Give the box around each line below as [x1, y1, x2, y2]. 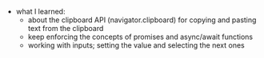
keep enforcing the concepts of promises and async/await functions [27, 32, 254, 41]
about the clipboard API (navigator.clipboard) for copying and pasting [27, 15, 257, 25]
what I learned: [15, 7, 66, 16]
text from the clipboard [27, 24, 104, 33]
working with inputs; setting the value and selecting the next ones [27, 41, 246, 50]
